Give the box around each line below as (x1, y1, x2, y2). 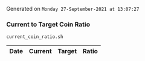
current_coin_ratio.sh (6, 34, 63, 40)
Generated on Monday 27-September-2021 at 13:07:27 (6, 5, 140, 12)
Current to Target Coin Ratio (6, 20, 91, 28)
